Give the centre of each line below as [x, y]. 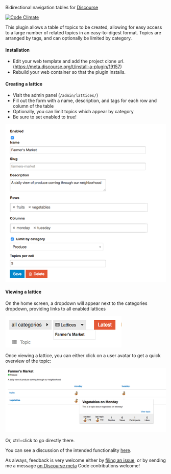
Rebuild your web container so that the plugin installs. [69, 72]
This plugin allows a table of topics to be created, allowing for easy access [84, 27]
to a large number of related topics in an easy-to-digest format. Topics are [83, 33]
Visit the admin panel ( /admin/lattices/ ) [55, 95]
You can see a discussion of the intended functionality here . [68, 450]
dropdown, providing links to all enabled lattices [56, 308]
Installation [17, 50]
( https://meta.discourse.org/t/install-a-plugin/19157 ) [67, 67]
